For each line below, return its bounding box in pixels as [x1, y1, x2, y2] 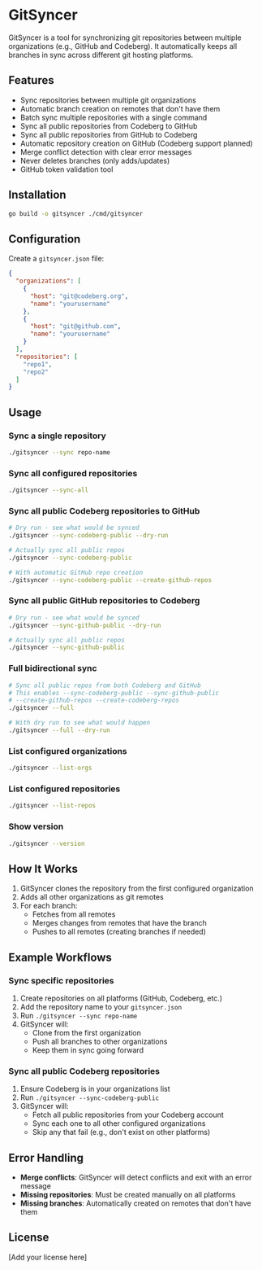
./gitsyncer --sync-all [8, 486, 89, 494]
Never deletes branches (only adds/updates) [19, 155, 170, 165]
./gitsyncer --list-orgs [8, 764, 92, 773]
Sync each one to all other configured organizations [32, 1119, 206, 1128]
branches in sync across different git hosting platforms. [8, 50, 194, 59]
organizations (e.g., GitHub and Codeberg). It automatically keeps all [8, 41, 238, 50]
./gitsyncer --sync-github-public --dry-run [8, 621, 161, 629]
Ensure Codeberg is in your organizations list [19, 1084, 170, 1094]
